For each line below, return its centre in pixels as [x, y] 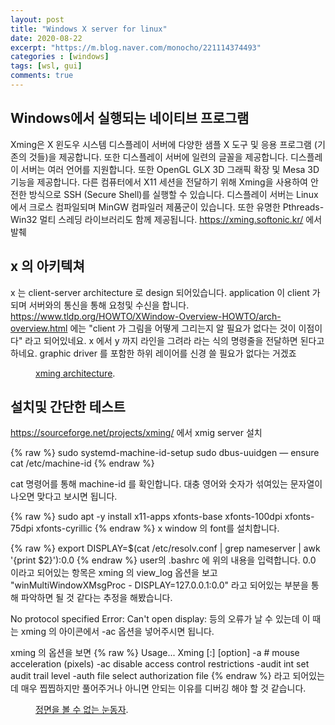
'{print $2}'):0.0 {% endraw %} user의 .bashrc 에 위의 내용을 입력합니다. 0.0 [163, 560]
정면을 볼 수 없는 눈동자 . [82, 710]
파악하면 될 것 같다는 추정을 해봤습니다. [96, 598]
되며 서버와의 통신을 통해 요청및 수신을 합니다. [100, 305]
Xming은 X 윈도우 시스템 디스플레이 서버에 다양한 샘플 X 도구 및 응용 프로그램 [161, 144]
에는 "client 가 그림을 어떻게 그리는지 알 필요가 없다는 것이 [183, 328]
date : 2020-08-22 [46, 38]
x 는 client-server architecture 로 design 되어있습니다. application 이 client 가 [165, 292]
